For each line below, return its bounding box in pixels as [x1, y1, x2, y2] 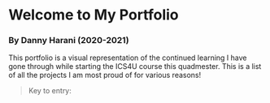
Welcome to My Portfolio [8, 6, 179, 24]
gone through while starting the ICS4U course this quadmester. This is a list [8, 62, 262, 71]
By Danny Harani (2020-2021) [8, 35, 129, 46]
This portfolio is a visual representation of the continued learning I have [8, 53, 247, 62]
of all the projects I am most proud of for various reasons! [8, 71, 202, 80]
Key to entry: [28, 86, 72, 96]
